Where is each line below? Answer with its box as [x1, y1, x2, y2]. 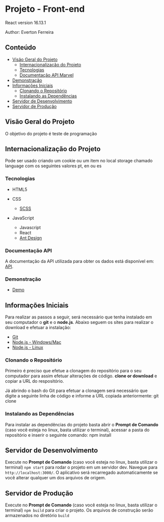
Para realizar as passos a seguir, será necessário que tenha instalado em [5, 314, 152, 320]
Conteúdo [5, 43, 36, 52]
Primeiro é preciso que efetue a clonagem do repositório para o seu [5, 368, 142, 374]
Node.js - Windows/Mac [12, 339, 62, 345]
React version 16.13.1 [5, 20, 47, 26]
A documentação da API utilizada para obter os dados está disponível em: [5, 258, 154, 264]
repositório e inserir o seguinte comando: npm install [5, 432, 112, 438]
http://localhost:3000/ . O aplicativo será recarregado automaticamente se [5, 470, 158, 475]
